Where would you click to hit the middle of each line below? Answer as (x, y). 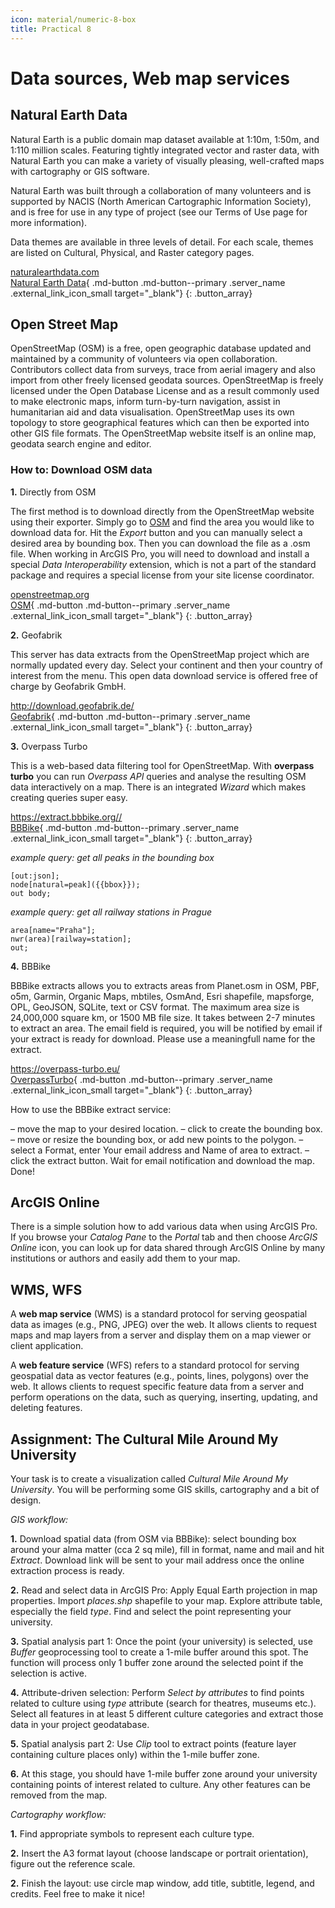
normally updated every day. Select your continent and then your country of (167, 665)
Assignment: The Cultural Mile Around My (144, 1439)
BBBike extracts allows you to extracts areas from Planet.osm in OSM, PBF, (165, 985)
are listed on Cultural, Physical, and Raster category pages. (132, 252)
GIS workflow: (39, 1520)
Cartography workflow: (58, 1815)
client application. (47, 1346)
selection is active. (49, 1673)
